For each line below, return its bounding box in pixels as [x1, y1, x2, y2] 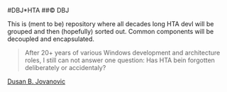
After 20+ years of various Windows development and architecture [24, 49, 221, 57]
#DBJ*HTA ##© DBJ [7, 6, 70, 14]
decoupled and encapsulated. [7, 35, 94, 43]
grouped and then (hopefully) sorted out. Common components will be [7, 28, 214, 35]
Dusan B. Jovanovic [7, 77, 66, 86]
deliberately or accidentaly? [24, 64, 106, 71]
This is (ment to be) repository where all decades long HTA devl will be [7, 20, 214, 28]
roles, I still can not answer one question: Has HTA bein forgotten [24, 56, 215, 64]
